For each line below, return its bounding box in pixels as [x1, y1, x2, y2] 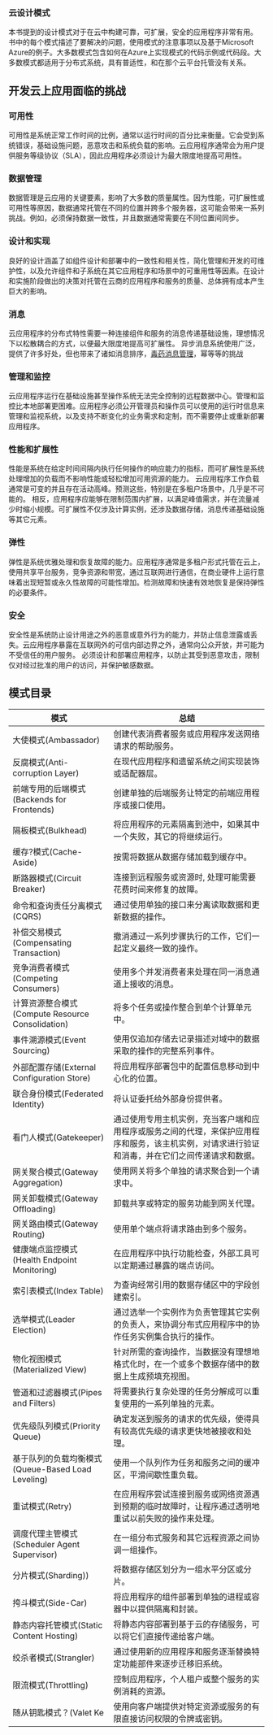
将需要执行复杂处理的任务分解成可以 [113, 1385, 252, 1397]
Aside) [12, 856, 38, 867]
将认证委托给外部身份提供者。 [113, 1093, 227, 1104]
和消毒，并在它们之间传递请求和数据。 [113, 1150, 260, 1161]
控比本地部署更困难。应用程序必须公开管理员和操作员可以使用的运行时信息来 [8, 401, 265, 411]
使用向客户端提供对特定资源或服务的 [113, 1701, 252, 1712]
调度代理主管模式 [12, 1528, 79, 1539]
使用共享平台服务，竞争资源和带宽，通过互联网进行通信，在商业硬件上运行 [8, 567, 258, 576]
